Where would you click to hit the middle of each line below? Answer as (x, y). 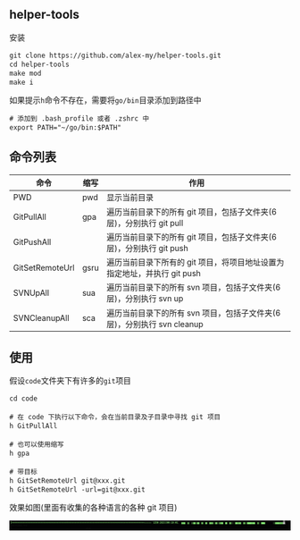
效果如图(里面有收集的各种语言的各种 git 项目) (93, 507)
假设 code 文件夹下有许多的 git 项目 (71, 380)
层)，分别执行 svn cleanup (155, 324)
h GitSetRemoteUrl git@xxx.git (67, 481)
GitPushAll (32, 242)
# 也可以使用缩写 (37, 444)
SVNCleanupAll (41, 318)
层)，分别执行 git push (148, 248)
